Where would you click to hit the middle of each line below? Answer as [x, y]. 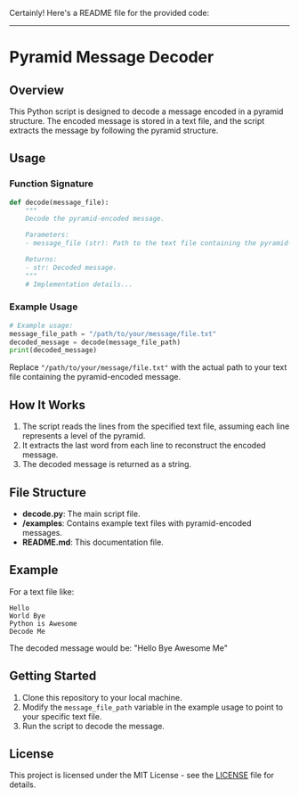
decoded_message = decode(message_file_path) [95, 342]
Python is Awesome [43, 623]
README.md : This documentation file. [93, 542]
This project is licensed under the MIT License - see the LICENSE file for [141, 776]
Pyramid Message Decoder [112, 58]
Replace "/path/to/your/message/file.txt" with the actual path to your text [148, 367]
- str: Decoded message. [71, 267]
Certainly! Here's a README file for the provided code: [109, 13]
